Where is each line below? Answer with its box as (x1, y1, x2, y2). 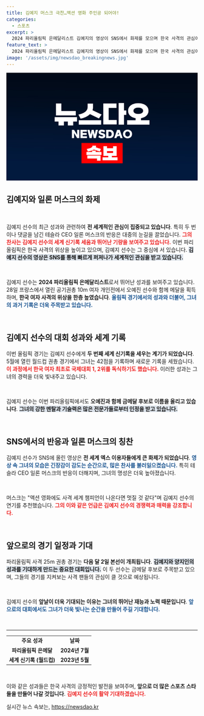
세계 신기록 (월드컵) (8, 656, 56, 664)
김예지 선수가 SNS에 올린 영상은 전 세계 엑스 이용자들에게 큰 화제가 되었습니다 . (6, 454, 191, 461)
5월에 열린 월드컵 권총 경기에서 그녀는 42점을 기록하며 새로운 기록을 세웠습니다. (6, 357, 194, 365)
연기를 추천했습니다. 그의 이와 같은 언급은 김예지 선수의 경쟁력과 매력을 (6, 502, 172, 509)
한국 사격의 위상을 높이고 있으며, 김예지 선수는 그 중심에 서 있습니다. (27, 246, 188, 253)
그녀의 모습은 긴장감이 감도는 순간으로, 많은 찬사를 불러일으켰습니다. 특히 (18, 461, 189, 469)
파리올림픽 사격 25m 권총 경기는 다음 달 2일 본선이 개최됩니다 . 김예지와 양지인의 (6, 558, 194, 565)
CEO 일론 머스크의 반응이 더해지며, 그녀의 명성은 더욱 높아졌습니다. (17, 469, 176, 477)
